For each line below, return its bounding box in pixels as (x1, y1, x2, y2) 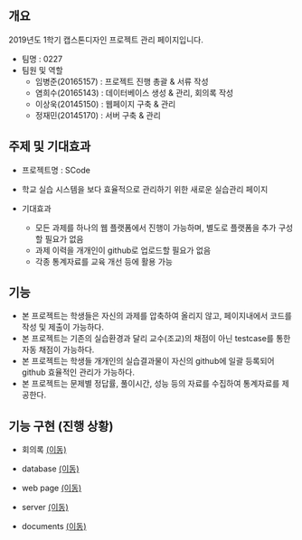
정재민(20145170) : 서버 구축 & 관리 (34, 109, 162, 120)
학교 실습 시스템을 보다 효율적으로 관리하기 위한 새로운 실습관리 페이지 (21, 183, 269, 194)
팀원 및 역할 (21, 64, 64, 75)
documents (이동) (21, 521, 87, 532)
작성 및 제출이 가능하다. (21, 321, 105, 332)
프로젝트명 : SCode (21, 164, 91, 175)
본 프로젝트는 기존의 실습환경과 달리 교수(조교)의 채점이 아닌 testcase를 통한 (21, 333, 291, 344)
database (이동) (21, 463, 80, 474)
